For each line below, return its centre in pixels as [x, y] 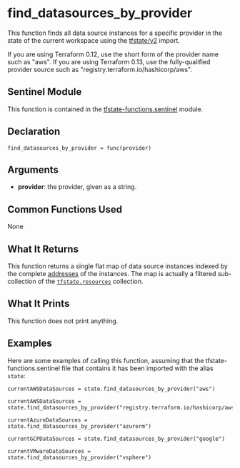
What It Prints [39, 304]
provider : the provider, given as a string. [77, 187]
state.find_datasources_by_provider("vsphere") [80, 457]
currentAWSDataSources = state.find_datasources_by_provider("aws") [111, 389]
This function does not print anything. [63, 321]
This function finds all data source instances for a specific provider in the [115, 33]
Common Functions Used [65, 209]
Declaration [34, 132]
